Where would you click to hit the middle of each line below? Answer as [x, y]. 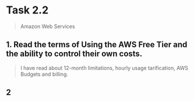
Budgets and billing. [44, 74]
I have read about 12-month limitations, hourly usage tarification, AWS [104, 68]
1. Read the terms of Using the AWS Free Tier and [97, 45]
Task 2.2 [27, 10]
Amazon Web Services [47, 26]
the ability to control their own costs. [74, 54]
